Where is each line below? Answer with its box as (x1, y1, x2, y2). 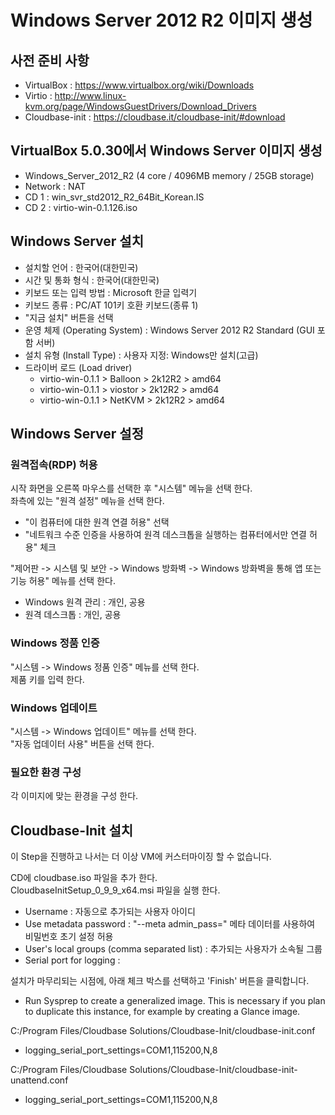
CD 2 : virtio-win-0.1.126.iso (24, 201, 138, 213)
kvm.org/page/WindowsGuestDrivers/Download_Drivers (24, 101, 257, 112)
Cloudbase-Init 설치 (10, 822, 134, 839)
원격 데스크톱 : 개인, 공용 (24, 609, 122, 621)
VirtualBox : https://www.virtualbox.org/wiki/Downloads (24, 79, 255, 91)
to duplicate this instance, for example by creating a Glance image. (24, 1006, 301, 1018)
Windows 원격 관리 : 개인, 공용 (24, 596, 146, 608)
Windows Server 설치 (10, 233, 144, 250)
